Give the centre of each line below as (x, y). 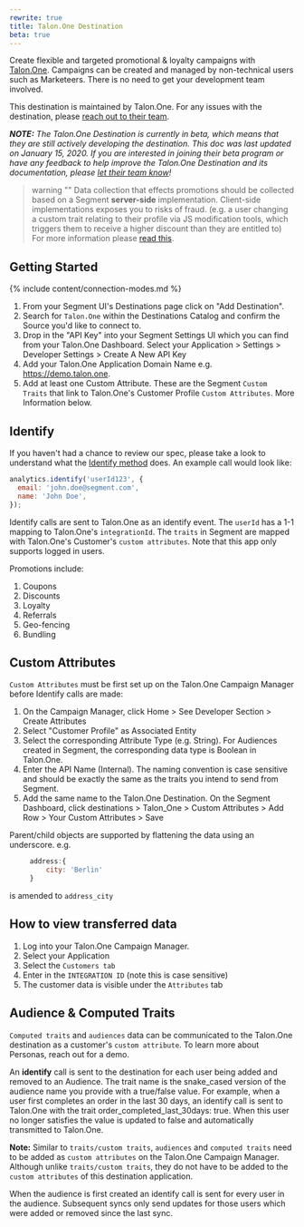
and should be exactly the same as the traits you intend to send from (150, 779)
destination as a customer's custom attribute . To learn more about (134, 1045)
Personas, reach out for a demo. (69, 1054)
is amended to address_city (62, 895)
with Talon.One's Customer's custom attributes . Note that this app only (143, 541)
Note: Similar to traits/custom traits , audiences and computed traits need (151, 1147)
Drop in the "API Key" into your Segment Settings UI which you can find (156, 336)
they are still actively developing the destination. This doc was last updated (150, 144)
